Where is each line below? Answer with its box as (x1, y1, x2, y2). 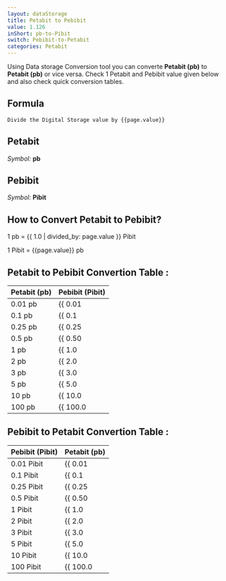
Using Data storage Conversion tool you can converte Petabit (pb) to (7, 63, 208, 70)
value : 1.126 (7, 23, 46, 30)
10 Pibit (11, 550, 37, 560)
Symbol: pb (7, 154, 41, 163)
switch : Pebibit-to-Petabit (7, 37, 90, 44)
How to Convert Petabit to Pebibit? (7, 213, 162, 225)
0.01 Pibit (11, 458, 44, 468)
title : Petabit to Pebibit (7, 17, 87, 24)
